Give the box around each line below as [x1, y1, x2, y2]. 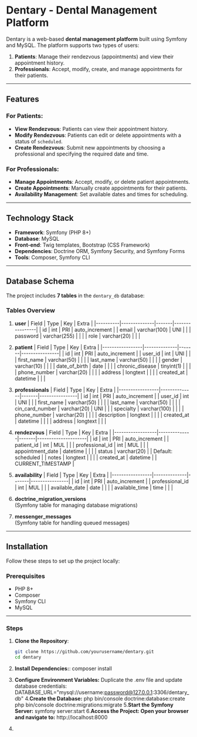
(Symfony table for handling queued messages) [14, 519, 130, 526]
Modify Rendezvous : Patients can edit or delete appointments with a [14, 132, 182, 139]
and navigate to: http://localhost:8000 [14, 714, 108, 721]
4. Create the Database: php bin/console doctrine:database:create [25, 695, 186, 702]
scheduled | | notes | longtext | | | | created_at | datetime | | [14, 453, 157, 461]
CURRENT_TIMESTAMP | [14, 460, 74, 467]
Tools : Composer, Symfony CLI [14, 254, 90, 261]
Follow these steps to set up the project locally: [6, 557, 120, 564]
